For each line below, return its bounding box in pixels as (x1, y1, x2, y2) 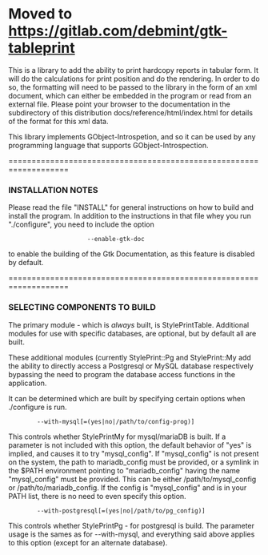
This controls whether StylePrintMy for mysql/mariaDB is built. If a (8, 432, 226, 441)
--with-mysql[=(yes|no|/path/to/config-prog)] (37, 417, 195, 425)
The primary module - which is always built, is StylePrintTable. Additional (8, 320, 250, 329)
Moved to (8, 5, 73, 23)
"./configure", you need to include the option (8, 219, 154, 229)
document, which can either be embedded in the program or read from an (8, 90, 252, 100)
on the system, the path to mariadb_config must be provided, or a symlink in (8, 457, 259, 467)
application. (8, 378, 47, 388)
